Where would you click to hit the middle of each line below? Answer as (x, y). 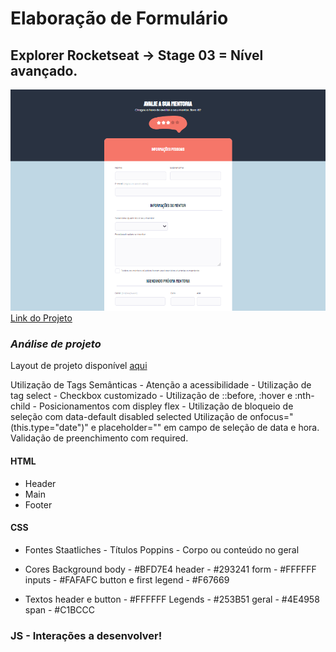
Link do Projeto (41, 318)
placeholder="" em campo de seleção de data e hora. (209, 428)
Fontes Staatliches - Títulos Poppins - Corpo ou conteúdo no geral (162, 549)
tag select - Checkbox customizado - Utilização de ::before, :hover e (151, 396)
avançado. (44, 70)
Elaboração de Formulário (119, 18)
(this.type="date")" (49, 428)
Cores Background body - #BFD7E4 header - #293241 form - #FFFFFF (170, 569)
